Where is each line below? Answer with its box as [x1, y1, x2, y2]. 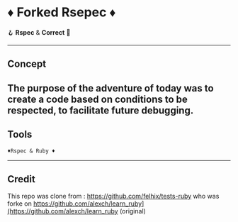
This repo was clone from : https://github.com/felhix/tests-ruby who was [7, 192, 220, 201]
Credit [7, 173, 35, 185]
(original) [119, 207, 147, 216]
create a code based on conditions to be [7, 93, 188, 105]
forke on [7, 199, 32, 208]
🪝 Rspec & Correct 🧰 [7, 28, 71, 36]
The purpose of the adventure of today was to [7, 82, 214, 94]
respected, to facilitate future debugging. [7, 104, 194, 116]
